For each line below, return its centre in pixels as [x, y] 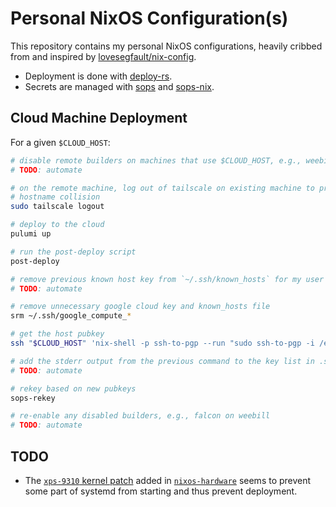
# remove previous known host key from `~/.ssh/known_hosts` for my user [167, 279]
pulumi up [31, 234]
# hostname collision [55, 197]
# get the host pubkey [57, 334]
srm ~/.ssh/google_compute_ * [71, 316]
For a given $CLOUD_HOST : [60, 142]
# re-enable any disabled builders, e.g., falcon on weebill [140, 416]
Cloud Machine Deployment [99, 118]
